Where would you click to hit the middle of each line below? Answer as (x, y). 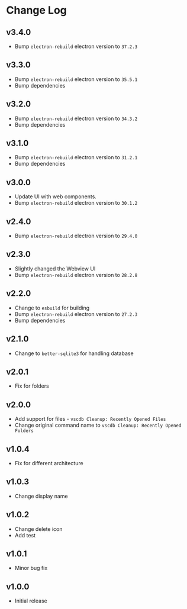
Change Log (36, 10)
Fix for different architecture (49, 463)
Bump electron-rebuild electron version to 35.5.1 (76, 79)
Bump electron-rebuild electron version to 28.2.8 (76, 275)
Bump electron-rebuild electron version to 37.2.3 (76, 46)
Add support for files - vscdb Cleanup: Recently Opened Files (90, 419)
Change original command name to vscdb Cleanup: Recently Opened (98, 425)
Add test (25, 535)
